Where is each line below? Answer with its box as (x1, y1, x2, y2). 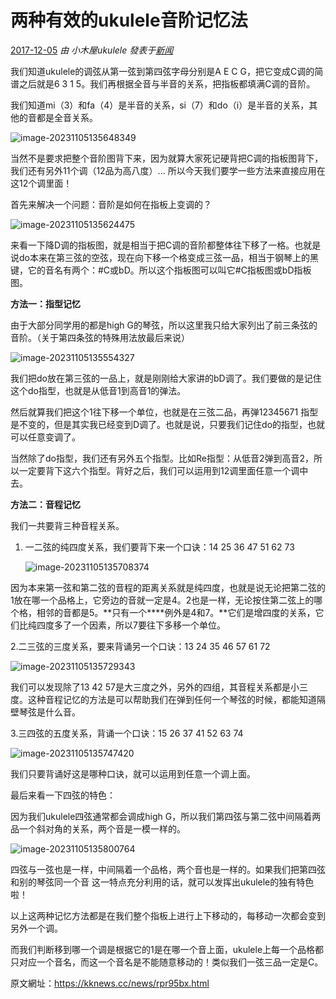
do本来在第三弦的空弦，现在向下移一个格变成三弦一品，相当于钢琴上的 (18, 251, 310, 263)
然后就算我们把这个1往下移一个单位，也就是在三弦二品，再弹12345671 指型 (10, 406, 319, 418)
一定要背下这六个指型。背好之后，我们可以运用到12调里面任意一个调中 (18, 464, 309, 476)
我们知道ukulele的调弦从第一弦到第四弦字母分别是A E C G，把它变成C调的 (10, 65, 315, 77)
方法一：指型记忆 (10, 297, 81, 310)
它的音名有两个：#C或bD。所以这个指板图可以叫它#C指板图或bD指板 (27, 264, 312, 276)
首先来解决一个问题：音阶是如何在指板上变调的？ (10, 198, 212, 210)
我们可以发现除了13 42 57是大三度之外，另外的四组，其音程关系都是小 (10, 681, 300, 693)
